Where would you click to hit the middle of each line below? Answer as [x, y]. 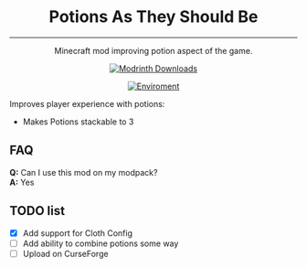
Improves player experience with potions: [87, 103]
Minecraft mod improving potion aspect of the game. [153, 50]
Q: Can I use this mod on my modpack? [84, 172]
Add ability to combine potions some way [101, 243]
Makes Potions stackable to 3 [78, 122]
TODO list [37, 211]
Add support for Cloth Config [77, 233]
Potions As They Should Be [153, 17]
